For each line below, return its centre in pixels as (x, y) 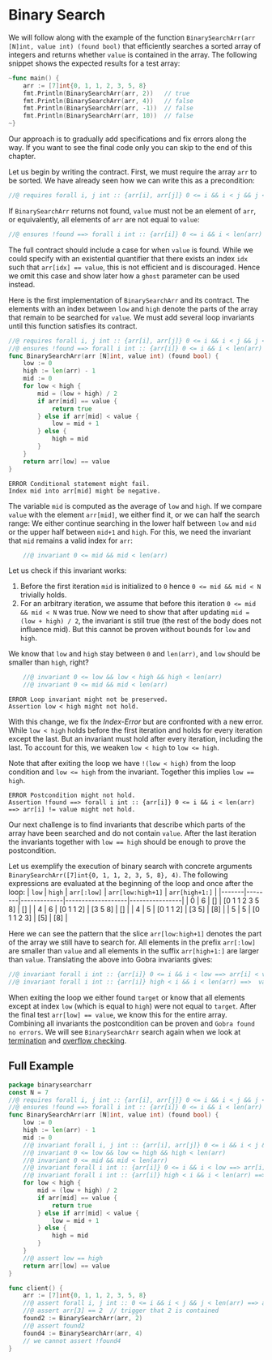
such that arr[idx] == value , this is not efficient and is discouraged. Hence (134, 267)
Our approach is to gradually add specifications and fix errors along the (127, 139)
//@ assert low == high (63, 1258)
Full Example (41, 1066)
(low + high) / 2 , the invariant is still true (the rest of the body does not (140, 621)
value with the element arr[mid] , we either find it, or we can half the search (134, 514)
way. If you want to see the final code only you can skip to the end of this (130, 148)
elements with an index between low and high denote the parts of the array (133, 308)
